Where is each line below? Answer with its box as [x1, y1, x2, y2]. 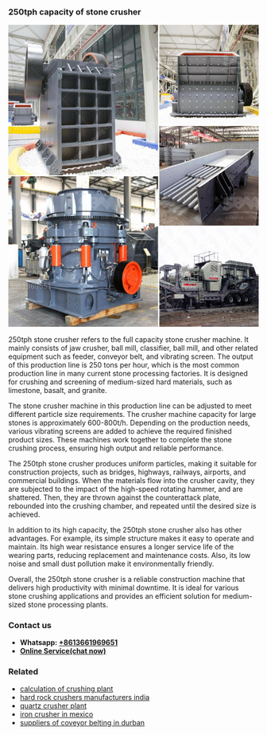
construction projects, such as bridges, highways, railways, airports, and [8, 467, 246, 477]
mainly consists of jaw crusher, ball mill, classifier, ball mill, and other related [8, 343, 258, 352]
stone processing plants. [27, 599, 109, 609]
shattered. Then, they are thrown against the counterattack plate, [8, 493, 222, 502]
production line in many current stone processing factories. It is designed [8, 368, 248, 378]
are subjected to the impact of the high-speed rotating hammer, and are [8, 484, 244, 493]
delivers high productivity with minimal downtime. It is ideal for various [8, 583, 239, 592]
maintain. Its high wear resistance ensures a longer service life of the [8, 541, 234, 552]
